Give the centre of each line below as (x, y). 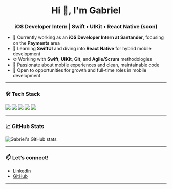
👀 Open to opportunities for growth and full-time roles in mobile (80, 70)
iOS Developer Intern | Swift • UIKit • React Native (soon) (86, 27)
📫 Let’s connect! (27, 157)
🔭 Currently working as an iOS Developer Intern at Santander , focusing (88, 37)
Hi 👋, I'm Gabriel (86, 10)
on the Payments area (36, 43)
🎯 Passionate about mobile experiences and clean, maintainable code (86, 65)
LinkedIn (22, 171)
